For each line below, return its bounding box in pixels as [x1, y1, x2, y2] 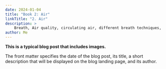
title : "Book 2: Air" [5, 12, 50, 17]
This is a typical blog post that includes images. [5, 44, 106, 49]
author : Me [5, 30, 28, 35]
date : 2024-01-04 [5, 7, 41, 12]
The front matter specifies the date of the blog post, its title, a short [5, 53, 144, 59]
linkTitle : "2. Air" [5, 16, 48, 21]
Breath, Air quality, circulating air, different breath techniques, [14, 26, 162, 31]
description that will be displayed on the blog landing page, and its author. [5, 59, 157, 64]
